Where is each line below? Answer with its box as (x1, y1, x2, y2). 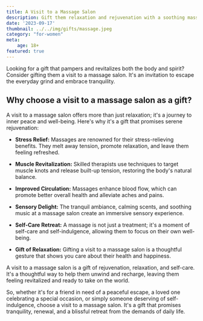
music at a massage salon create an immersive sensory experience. (14, 209, 184, 216)
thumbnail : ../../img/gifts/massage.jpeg (6, 25, 112, 32)
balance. (14, 173, 37, 180)
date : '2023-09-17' (6, 20, 56, 26)
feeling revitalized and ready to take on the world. (6, 276, 130, 284)
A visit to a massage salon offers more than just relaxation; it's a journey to (6, 111, 192, 118)
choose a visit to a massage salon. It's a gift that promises (37, 301, 181, 308)
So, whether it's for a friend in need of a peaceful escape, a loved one (6, 288, 181, 296)
